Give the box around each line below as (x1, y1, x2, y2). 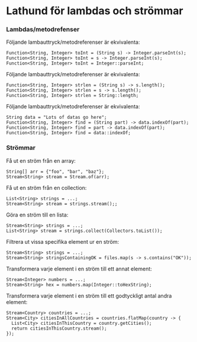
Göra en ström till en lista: (6, 211, 69, 218)
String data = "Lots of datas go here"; (6, 114, 108, 121)
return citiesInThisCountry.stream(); (11, 325, 108, 331)
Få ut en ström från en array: (6, 157, 76, 164)
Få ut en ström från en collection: (6, 184, 87, 191)
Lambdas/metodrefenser (6, 25, 80, 34)
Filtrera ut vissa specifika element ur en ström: (6, 238, 120, 245)
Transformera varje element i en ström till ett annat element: (6, 265, 152, 272)
